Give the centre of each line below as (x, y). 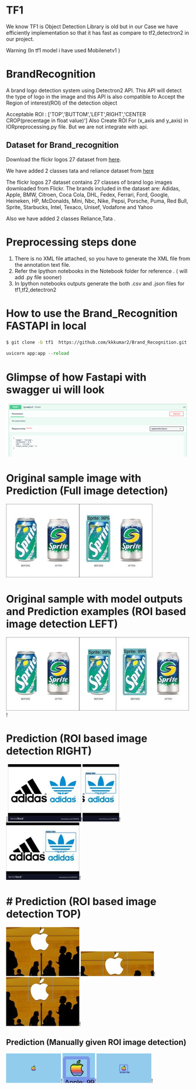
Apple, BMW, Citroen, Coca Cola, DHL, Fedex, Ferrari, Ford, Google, (88, 194)
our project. (20, 39)
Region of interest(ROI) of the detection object (62, 103)
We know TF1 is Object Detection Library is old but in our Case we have (92, 26)
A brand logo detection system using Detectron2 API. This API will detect (94, 90)
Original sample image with (74, 478)
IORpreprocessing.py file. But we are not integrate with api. (77, 126)
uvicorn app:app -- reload (37, 354)
